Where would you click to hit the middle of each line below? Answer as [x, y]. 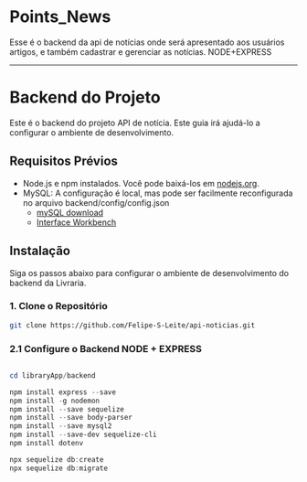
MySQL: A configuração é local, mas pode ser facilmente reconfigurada [158, 193]
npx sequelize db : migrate [58, 468]
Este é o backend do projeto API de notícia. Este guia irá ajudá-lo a [135, 123]
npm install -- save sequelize [67, 409]
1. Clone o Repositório [58, 306]
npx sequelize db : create [57, 459]
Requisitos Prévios [64, 161]
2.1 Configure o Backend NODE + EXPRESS [106, 348]
